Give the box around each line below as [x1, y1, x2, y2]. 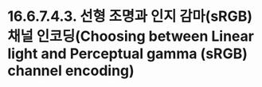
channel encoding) [7, 61, 135, 80]
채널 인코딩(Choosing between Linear [7, 27, 254, 45]
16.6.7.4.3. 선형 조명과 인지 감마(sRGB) [7, 7, 252, 26]
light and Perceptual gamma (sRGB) [7, 45, 248, 63]
